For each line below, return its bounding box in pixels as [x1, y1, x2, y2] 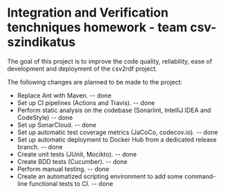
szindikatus [7, 35, 76, 50]
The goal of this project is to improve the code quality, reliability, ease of [7, 57, 213, 65]
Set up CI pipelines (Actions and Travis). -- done [17, 98, 155, 107]
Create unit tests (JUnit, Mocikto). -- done [17, 150, 137, 158]
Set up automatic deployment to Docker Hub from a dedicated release [17, 135, 217, 143]
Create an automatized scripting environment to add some [17, 172, 183, 181]
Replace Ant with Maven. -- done [17, 91, 112, 100]
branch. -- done [17, 143, 63, 151]
